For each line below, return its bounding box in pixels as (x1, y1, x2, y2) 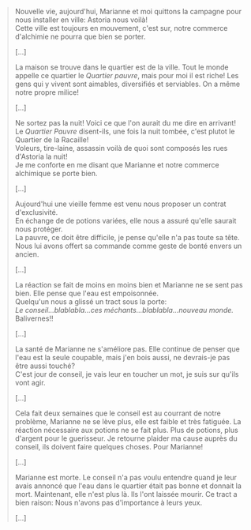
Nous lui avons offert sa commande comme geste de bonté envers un (14, 241, 242, 250)
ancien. (14, 250, 39, 259)
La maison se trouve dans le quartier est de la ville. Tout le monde (14, 62, 229, 72)
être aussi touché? (14, 361, 76, 370)
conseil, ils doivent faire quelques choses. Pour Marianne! (14, 442, 204, 451)
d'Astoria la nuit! (14, 152, 68, 161)
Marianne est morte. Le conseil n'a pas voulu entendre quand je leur (14, 473, 238, 482)
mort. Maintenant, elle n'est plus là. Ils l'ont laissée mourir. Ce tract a (14, 490, 238, 498)
